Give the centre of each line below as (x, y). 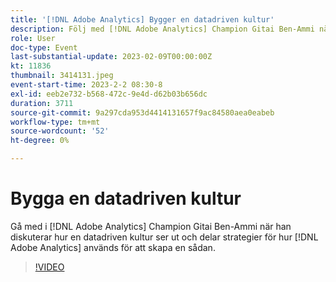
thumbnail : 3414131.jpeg (62, 76)
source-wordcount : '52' (60, 131)
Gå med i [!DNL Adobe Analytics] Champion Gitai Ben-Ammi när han (151, 226)
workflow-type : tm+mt (55, 122)
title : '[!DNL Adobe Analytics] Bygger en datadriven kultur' (142, 19)
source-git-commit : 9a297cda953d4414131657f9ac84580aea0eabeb (142, 112)
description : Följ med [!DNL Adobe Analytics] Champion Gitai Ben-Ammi (162, 29)
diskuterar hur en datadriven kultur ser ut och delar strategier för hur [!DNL (164, 237)
